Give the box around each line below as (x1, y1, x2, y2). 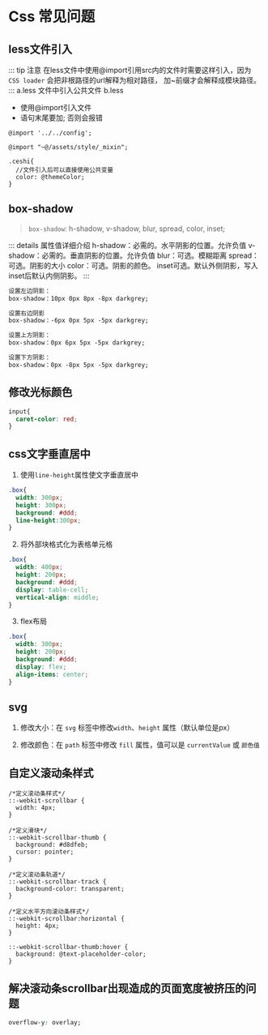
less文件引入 (8, 42, 73, 56)
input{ (8, 407, 31, 416)
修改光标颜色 (8, 386, 73, 400)
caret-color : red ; (15, 415, 79, 423)
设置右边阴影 (8, 309, 45, 317)
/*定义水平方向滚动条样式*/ (8, 908, 90, 916)
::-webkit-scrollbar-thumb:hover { (8, 943, 129, 952)
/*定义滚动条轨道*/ (8, 870, 66, 879)
